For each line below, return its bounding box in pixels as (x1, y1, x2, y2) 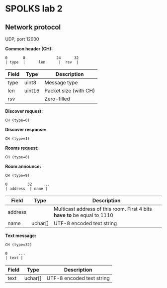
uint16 (24, 87, 40, 94)
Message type (44, 79, 78, 86)
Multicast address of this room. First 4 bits (54, 206, 153, 212)
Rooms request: (5, 145, 39, 151)
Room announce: (5, 163, 41, 169)
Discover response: (5, 127, 47, 132)
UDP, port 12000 (5, 36, 39, 42)
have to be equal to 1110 (54, 212, 113, 219)
